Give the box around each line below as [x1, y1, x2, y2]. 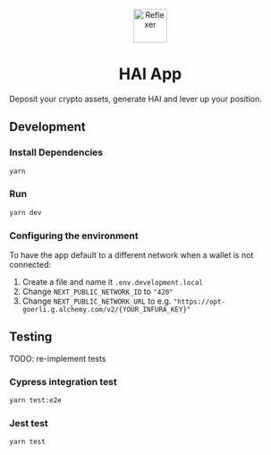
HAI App [118, 64, 182, 84]
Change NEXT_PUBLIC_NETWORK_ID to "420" [21, 286, 174, 296]
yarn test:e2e [9, 396, 63, 405]
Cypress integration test [9, 375, 118, 388]
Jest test [9, 416, 49, 429]
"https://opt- [173, 296, 226, 306]
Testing [9, 330, 53, 345]
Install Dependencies [9, 146, 104, 159]
